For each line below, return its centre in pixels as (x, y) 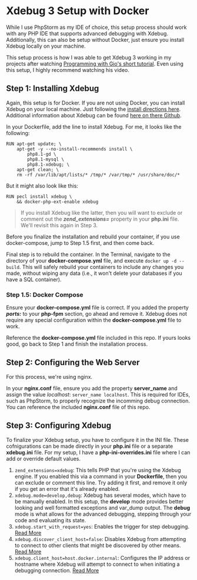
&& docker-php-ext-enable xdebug (58, 202)
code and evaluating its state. (50, 520)
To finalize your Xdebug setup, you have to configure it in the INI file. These (98, 440)
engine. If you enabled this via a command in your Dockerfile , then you (101, 476)
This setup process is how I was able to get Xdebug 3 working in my (89, 57)
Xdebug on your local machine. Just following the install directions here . (94, 109)
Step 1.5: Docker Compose (45, 294)
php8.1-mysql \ (46, 159)
